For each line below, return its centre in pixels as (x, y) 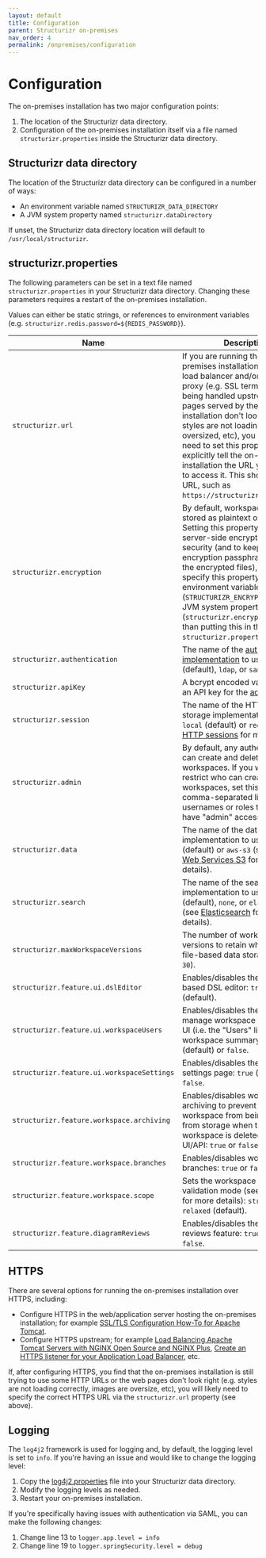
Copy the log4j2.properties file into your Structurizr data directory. (127, 1481)
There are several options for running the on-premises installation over (123, 1290)
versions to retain (214, 944)
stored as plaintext (216, 518)
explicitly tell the (212, 455)
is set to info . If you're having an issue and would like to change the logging (132, 1458)
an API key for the (215, 692)
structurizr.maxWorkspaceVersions (77, 949)
